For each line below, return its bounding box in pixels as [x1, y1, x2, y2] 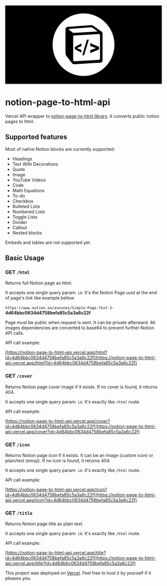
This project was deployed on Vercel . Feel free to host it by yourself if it [5, 570, 152, 576]
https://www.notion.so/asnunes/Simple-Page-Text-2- [5, 306, 114, 311]
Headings [12, 155, 32, 162]
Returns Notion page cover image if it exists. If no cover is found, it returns [5, 384, 158, 390]
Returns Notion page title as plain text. [5, 521, 83, 527]
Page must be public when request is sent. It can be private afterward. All [5, 320, 156, 326]
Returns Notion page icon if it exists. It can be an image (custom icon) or [5, 453, 154, 459]
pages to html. [5, 118, 35, 124]
